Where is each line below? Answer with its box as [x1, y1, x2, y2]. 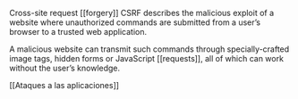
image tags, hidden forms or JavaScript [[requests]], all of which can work [9, 54, 285, 63]
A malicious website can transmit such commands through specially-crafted [9, 44, 290, 54]
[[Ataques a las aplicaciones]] [9, 80, 119, 90]
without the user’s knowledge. [9, 62, 121, 73]
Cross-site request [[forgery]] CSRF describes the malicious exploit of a [9, 8, 275, 18]
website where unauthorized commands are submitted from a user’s [9, 17, 261, 28]
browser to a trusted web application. [9, 27, 148, 37]
